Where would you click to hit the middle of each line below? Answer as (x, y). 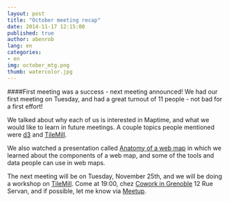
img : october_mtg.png (39, 65)
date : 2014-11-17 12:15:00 (46, 26)
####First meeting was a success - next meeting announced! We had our (112, 92)
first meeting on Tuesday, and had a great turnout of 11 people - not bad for (115, 99)
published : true (31, 33)
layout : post (26, 14)
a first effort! (25, 106)
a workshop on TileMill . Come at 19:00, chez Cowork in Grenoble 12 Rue (110, 183)
